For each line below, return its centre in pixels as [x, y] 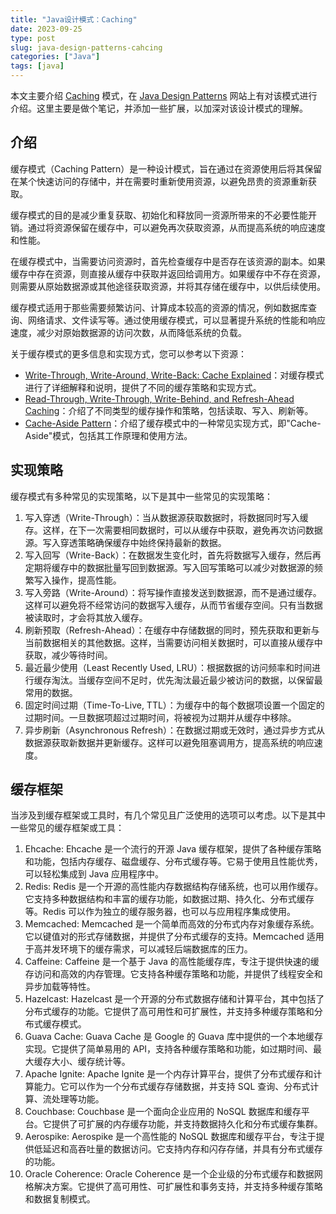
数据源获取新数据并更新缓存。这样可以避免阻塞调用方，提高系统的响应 [169, 742]
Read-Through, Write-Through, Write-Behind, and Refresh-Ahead [159, 398]
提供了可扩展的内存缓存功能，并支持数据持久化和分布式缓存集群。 [187, 1124]
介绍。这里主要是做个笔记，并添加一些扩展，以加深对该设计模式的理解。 [159, 108]
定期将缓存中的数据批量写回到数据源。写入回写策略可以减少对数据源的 [169, 567]
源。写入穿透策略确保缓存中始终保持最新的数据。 [125, 542]
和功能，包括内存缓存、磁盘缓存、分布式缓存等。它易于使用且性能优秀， [173, 862]
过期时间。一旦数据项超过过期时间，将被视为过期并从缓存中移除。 [160, 717]
